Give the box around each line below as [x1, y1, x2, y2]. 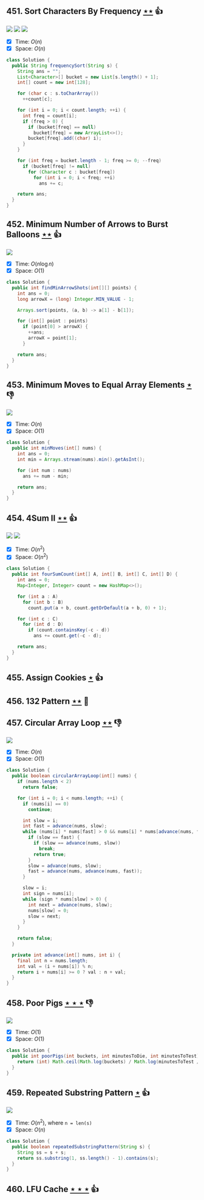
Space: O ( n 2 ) [15, 552, 49, 561]
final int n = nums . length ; [17, 958, 88, 964]
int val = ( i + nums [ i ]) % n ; [17, 963, 94, 969]
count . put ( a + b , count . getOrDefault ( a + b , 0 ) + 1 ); [28, 605, 167, 611]
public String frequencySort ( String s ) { [12, 63, 118, 69]
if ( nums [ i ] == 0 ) [22, 801, 69, 807]
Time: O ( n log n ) [15, 260, 54, 267]
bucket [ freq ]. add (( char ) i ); [28, 135, 102, 142]
